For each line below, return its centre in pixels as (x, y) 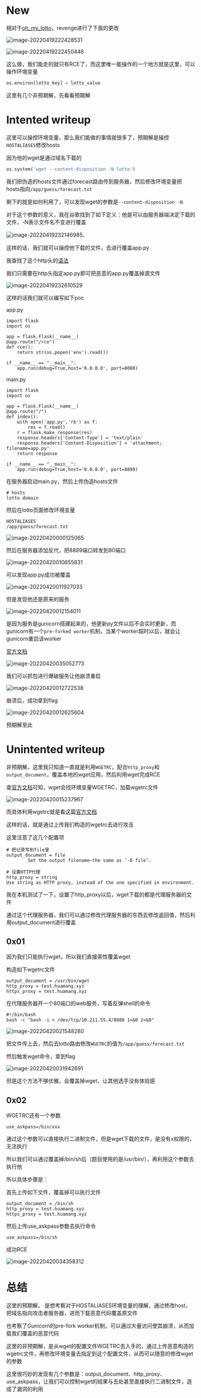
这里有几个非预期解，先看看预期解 (48, 95)
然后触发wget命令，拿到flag (41, 1057)
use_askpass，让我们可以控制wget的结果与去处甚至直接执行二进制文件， (97, 1382)
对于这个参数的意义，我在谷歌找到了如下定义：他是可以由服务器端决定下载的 (101, 214)
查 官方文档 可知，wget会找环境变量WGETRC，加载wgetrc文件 (82, 787)
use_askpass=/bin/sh (32, 1238)
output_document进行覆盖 (43, 922)
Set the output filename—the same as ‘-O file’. (90, 860)
